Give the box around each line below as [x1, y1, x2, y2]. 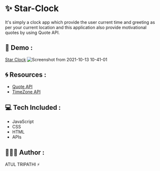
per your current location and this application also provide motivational [5, 24, 147, 30]
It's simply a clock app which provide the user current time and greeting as [5, 19, 155, 25]
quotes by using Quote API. [5, 30, 60, 35]
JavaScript [12, 119, 34, 124]
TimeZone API [12, 88, 41, 95]
